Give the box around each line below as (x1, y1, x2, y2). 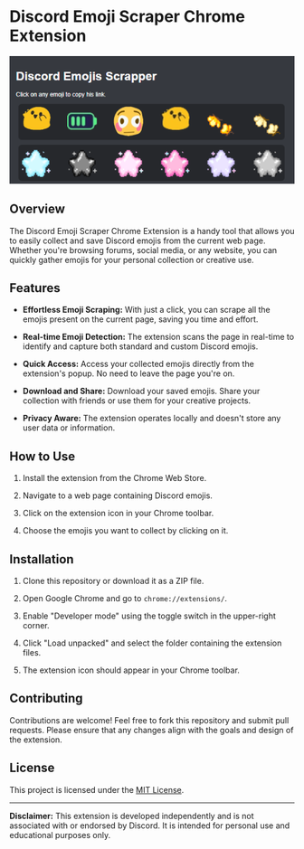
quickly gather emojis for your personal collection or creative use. (9, 254, 255, 265)
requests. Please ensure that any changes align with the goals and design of (9, 724, 294, 735)
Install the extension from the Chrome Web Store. (22, 473, 207, 484)
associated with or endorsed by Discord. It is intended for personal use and (9, 820, 290, 831)
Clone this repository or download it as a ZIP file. (22, 576, 204, 587)
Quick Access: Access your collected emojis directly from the (22, 359, 255, 370)
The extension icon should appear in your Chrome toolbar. (22, 665, 240, 675)
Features (9, 280, 61, 296)
